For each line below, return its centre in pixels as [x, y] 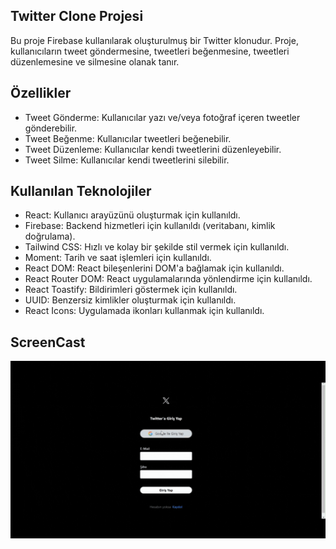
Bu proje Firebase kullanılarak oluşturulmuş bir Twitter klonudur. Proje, [154, 40]
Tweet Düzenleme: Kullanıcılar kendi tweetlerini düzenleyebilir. [153, 149]
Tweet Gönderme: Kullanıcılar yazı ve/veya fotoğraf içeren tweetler [162, 117]
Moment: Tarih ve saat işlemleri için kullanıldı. [118, 258]
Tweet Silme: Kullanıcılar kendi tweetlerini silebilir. [127, 160]
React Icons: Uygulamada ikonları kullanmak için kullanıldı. [144, 311]
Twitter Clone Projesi [77, 16]
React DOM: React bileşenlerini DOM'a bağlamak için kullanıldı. [154, 268]
